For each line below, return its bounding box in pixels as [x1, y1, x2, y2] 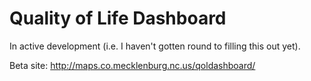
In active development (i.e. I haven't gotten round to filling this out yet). [9, 40, 301, 52]
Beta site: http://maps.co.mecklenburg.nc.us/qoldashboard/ [9, 59, 256, 71]
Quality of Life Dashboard [9, 7, 227, 30]
